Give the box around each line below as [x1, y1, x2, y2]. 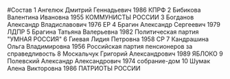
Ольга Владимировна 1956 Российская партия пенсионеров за [7, 43, 193, 50]
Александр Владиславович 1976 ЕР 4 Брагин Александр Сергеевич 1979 [7, 21, 221, 28]
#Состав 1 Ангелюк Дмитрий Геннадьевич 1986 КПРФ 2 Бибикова [7, 6, 201, 14]
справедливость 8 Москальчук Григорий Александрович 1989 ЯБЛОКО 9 [7, 49, 223, 58]
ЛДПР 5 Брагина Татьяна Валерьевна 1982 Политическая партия [7, 27, 199, 36]
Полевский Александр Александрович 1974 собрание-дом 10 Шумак [7, 57, 211, 65]
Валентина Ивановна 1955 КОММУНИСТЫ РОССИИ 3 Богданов [7, 13, 194, 21]
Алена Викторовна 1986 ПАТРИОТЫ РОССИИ [7, 65, 141, 72]
